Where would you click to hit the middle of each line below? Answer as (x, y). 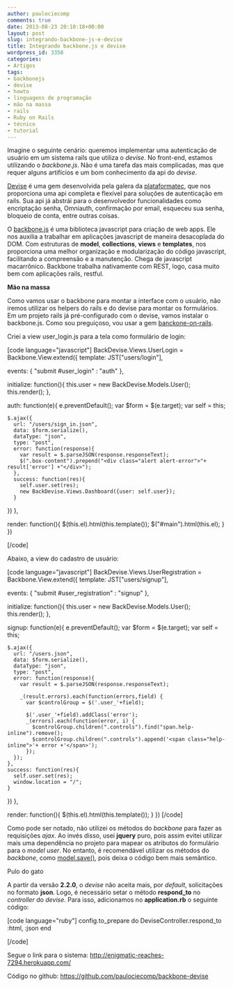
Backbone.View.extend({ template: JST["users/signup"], (88, 579)
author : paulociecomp (39, 14)
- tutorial (23, 131)
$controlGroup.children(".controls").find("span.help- (113, 727)
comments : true (29, 20)
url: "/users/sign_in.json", (56, 424)
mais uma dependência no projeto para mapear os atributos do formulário (113, 843)
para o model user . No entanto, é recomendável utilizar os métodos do (109, 851)
